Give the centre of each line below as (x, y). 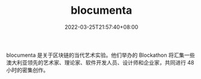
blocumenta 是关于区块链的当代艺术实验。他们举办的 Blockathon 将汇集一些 (101, 55)
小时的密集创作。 (27, 70)
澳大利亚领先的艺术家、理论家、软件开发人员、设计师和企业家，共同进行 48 (100, 62)
